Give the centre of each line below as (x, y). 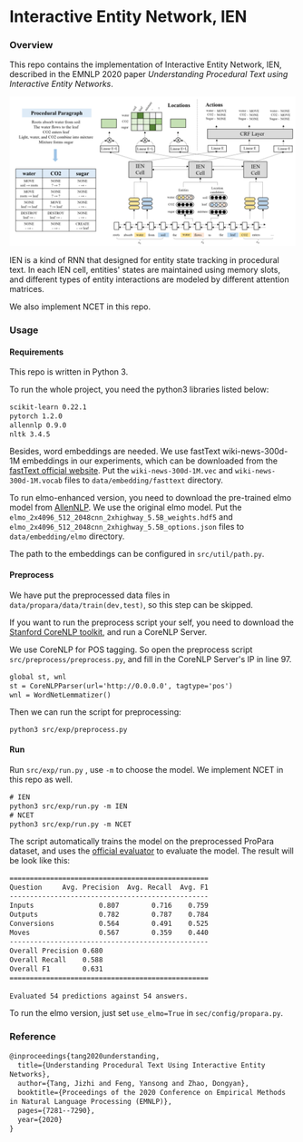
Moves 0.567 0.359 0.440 (109, 932)
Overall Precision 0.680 (56, 951)
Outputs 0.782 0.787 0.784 (109, 914)
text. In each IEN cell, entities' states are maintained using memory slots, (145, 270)
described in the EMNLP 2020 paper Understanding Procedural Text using (149, 74)
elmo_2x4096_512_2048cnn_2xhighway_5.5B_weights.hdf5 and (121, 517)
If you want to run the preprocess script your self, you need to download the (152, 622)
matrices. (27, 289)
